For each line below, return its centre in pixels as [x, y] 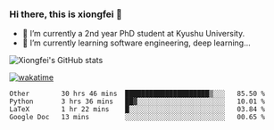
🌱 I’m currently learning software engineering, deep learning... [137, 43]
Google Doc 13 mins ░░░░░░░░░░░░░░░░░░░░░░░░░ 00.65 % [137, 118]
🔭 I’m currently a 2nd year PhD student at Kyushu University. [133, 34]
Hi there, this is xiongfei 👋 [66, 14]
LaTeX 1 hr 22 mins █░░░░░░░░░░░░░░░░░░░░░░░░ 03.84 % [137, 110]
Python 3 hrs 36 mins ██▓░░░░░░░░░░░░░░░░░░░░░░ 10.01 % [137, 102]
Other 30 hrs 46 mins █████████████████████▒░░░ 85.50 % [137, 94]
